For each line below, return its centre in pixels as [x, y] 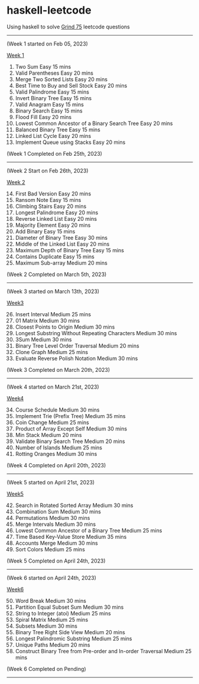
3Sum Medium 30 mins [43, 339]
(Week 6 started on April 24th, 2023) [52, 577]
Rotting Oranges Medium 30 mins [56, 454]
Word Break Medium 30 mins [50, 600]
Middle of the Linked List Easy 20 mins [62, 244]
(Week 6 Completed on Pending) [46, 669]
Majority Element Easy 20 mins [53, 225]
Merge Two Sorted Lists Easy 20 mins [61, 79]
